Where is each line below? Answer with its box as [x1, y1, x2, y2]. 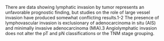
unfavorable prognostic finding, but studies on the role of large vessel [5, 9, 150, 15]
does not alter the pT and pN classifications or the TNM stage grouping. [5, 31, 155, 36]
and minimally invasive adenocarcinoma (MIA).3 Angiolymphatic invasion [5, 25, 157, 31]
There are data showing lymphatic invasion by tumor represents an [5, 4, 145, 10]
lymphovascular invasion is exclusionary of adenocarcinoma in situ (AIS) [5, 20, 156, 26]
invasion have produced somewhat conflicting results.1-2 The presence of [5, 15, 159, 20]
